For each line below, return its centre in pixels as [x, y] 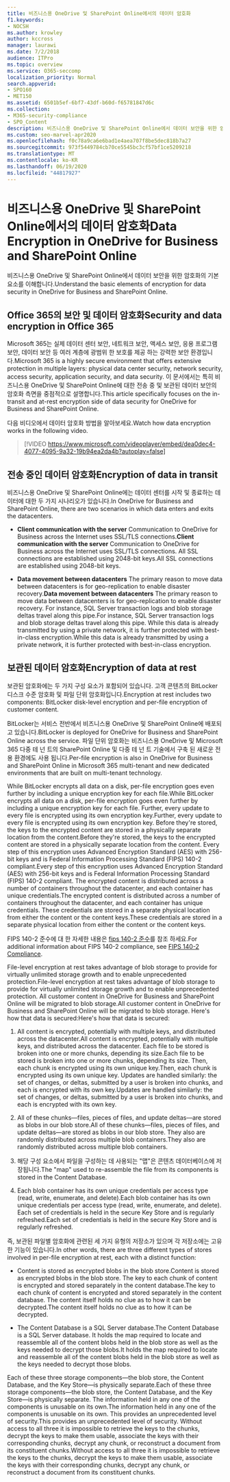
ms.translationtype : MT [41, 154]
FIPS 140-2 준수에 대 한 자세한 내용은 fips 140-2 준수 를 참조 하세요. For [102, 939]
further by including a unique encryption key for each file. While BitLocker [111, 793]
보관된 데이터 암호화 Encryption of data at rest [102, 668]
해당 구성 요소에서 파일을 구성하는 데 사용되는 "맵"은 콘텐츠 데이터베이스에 [116, 1161]
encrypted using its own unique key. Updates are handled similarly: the [117, 1075]
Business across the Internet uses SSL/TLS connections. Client [105, 537]
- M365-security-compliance [47, 115]
